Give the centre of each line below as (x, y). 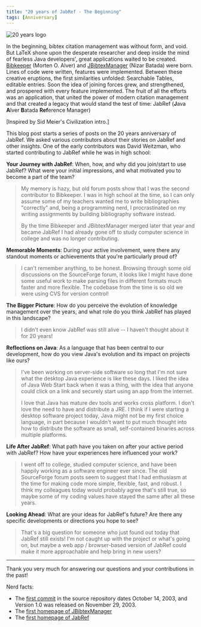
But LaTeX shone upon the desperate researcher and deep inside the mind (98, 52)
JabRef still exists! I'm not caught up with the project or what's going (105, 539)
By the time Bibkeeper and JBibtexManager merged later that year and (108, 225)
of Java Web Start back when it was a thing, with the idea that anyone (107, 384)
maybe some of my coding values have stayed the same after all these (108, 496)
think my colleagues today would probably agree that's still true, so (103, 489)
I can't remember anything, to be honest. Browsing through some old (106, 268)
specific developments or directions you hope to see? (72, 521)
